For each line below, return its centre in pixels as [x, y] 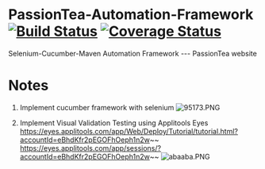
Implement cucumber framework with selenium [97, 107]
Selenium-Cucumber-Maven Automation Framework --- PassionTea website [133, 53]
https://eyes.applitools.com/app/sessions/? [90, 148]
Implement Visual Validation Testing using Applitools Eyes [114, 123]
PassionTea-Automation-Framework [131, 15]
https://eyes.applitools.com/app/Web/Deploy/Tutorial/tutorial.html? [129, 131]
